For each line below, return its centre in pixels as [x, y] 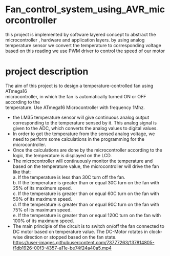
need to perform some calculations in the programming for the [79, 139]
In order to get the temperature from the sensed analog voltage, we [84, 134]
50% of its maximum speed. [42, 199]
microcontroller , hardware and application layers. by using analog [75, 40]
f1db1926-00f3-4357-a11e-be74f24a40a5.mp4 [62, 248]
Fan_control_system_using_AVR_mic [85, 9]
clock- [156, 231]
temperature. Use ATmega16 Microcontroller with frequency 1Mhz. [75, 107]
